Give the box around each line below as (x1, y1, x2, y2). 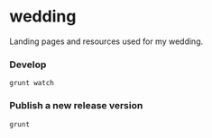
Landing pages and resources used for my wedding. (9, 36, 204, 47)
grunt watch (9, 79, 54, 88)
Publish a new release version (9, 99, 143, 112)
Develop (9, 58, 47, 71)
